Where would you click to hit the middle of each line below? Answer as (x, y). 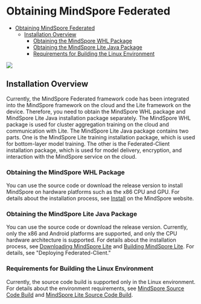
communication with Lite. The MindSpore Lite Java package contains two (97, 131)
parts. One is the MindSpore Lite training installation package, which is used (101, 137)
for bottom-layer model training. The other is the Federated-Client (88, 144)
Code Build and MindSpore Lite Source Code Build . (70, 294)
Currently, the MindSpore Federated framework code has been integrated (98, 99)
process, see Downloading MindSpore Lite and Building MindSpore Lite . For (100, 246)
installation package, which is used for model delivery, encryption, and (94, 150)
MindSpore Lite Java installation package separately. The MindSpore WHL (99, 118)
